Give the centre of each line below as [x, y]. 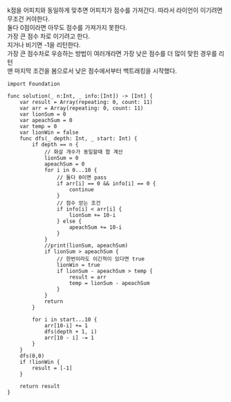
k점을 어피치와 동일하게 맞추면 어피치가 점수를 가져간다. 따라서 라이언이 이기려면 [115, 10]
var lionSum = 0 [43, 114]
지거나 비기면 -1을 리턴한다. [44, 45]
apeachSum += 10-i [95, 227]
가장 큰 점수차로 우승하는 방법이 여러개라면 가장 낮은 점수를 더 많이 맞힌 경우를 [112, 53]
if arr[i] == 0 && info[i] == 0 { [106, 184]
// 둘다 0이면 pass [82, 177]
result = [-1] [52, 368]
